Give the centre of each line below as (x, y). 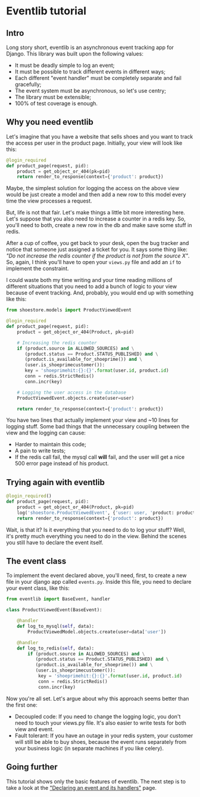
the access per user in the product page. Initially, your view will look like (94, 143)
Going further (32, 767)
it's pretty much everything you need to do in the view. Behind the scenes (96, 536)
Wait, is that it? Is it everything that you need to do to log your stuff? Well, (96, 529)
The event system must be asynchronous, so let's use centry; (90, 91)
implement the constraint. (37, 269)
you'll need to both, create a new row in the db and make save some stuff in (99, 225)
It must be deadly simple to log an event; (65, 65)
